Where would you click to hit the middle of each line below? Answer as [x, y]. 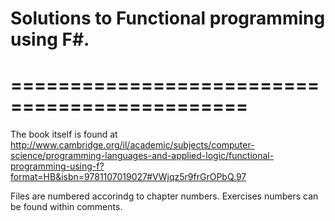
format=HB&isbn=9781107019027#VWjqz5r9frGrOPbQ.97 [128, 177]
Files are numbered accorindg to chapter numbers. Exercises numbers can [164, 196]
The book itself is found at [64, 134]
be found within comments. [66, 207]
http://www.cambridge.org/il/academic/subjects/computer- [132, 145]
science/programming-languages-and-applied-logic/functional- [142, 156]
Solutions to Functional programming [168, 18]
